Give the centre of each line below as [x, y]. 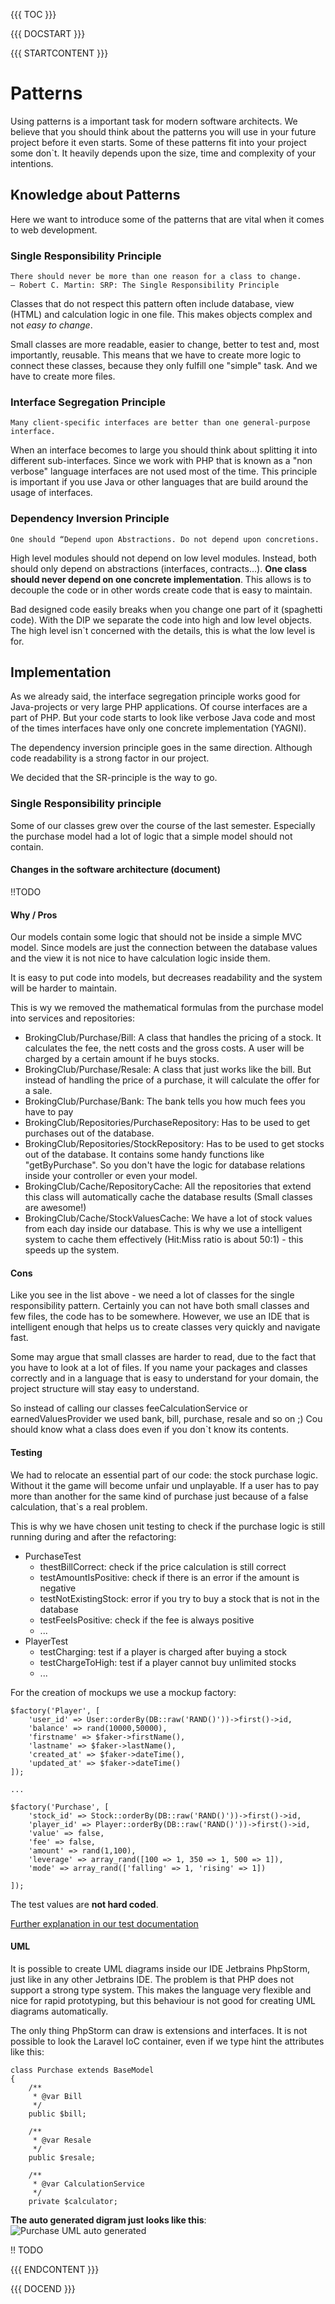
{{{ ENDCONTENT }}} [55, 2269]
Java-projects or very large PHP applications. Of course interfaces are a [159, 707]
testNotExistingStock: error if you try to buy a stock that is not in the [179, 1598]
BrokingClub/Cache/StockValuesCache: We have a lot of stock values [168, 1218]
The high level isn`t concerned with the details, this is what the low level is [163, 630]
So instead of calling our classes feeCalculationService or [129, 1408]
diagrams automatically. [59, 2011]
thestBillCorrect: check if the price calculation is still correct [163, 1566]
